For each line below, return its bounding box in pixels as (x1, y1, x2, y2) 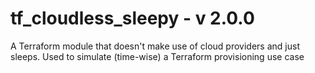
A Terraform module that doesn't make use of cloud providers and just (10, 40, 300, 52)
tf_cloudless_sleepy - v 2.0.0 (10, 7, 255, 30)
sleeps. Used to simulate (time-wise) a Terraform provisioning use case (10, 50, 305, 62)
